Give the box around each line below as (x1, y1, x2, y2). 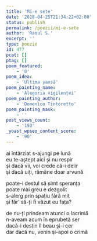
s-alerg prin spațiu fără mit (6, 192, 70, 199)
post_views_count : (6, 118, 51, 123)
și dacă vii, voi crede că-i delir (6, 162, 78, 169)
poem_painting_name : (6, 85, 56, 91)
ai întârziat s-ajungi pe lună (6, 150, 71, 157)
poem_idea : (6, 74, 33, 80)
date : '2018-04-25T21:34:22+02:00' (6, 14, 92, 20)
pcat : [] (6, 52, 27, 58)
